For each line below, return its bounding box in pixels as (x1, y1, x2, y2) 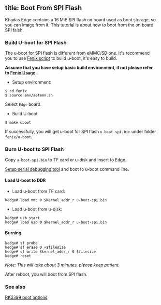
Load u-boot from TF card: (12, 188, 65, 194)
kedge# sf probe (5, 241, 38, 245)
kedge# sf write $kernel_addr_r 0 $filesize (5, 249, 96, 254)
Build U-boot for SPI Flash (5, 39, 67, 46)
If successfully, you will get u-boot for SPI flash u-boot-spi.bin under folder (5, 128, 156, 135)
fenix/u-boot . (5, 134, 32, 140)
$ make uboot (5, 120, 31, 125)
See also (5, 283, 26, 290)
